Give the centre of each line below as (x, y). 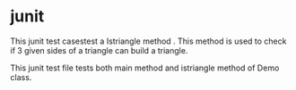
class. (21, 77)
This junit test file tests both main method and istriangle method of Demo (145, 68)
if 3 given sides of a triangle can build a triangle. (99, 50)
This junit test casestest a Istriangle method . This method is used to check (148, 41)
